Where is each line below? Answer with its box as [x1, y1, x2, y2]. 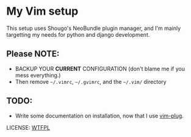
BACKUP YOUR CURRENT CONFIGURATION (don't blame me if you [15, 65, 185, 72]
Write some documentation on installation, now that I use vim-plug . [15, 112, 184, 119]
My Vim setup [6, 4, 79, 18]
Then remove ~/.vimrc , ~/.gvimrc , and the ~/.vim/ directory [15, 78, 167, 85]
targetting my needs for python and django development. [6, 31, 150, 38]
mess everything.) [15, 72, 61, 79]
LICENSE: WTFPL [6, 124, 51, 131]
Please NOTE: [6, 49, 60, 59]
